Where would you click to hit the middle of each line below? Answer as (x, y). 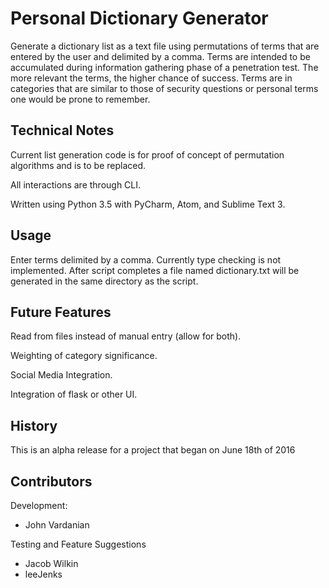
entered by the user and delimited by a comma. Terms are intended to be (160, 56)
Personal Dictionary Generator (139, 18)
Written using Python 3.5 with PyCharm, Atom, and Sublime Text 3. (148, 204)
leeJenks (43, 574)
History (34, 425)
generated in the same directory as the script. (104, 281)
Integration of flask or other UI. (74, 394)
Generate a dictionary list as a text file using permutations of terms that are (165, 46)
